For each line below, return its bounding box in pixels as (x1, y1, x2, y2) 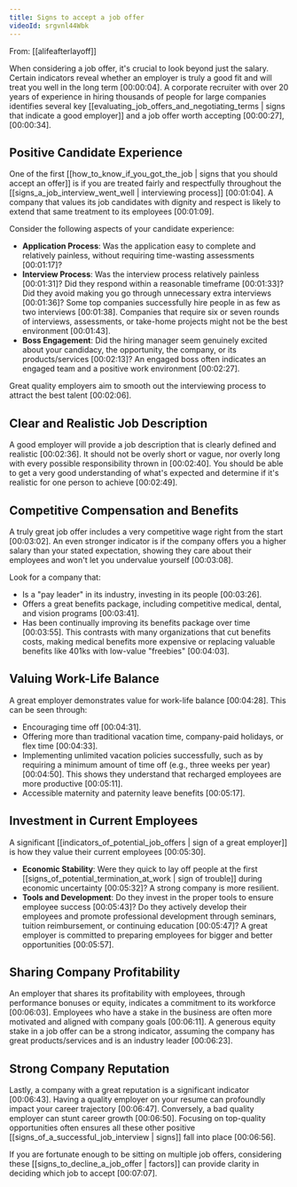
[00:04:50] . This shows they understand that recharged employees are (21, 769, 282, 779)
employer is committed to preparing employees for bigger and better (21, 930, 273, 940)
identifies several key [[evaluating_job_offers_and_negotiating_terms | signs (9, 100, 285, 111)
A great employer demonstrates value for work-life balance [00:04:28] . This (9, 694, 286, 706)
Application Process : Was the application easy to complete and (21, 241, 256, 251)
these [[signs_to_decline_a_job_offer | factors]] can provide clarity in (9, 1159, 260, 1169)
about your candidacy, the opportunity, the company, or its (21, 344, 237, 355)
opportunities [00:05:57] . (21, 938, 114, 950)
